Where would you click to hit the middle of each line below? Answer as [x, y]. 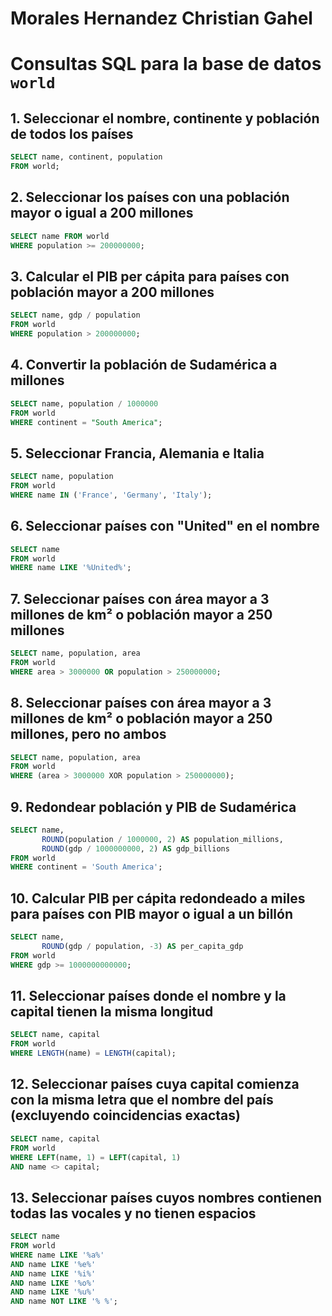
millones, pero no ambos [88, 734]
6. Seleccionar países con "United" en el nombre [165, 526]
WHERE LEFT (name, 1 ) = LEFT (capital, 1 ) [96, 1157]
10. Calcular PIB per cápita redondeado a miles [158, 898]
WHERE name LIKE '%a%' [57, 1255]
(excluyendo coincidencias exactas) [125, 1115]
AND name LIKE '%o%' [53, 1283]
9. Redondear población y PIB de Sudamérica [153, 807]
